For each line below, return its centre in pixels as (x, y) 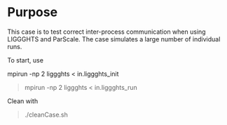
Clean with (23, 101)
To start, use (26, 60)
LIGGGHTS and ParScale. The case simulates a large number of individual (114, 39)
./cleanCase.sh (46, 114)
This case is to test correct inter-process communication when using (106, 32)
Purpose (33, 12)
